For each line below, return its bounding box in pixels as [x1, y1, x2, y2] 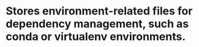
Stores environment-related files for [6, 4, 193, 18]
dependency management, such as [6, 17, 189, 31]
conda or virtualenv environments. [6, 30, 186, 43]
